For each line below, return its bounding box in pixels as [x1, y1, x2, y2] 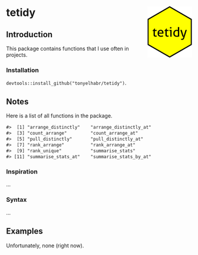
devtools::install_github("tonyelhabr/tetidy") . [6, 80, 127, 87]
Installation [6, 66, 39, 74]
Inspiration [6, 168, 38, 176]
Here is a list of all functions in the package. [6, 112, 113, 119]
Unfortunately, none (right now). [6, 242, 84, 249]
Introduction [6, 30, 53, 40]
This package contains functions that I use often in [6, 45, 129, 52]
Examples [6, 226, 43, 236]
